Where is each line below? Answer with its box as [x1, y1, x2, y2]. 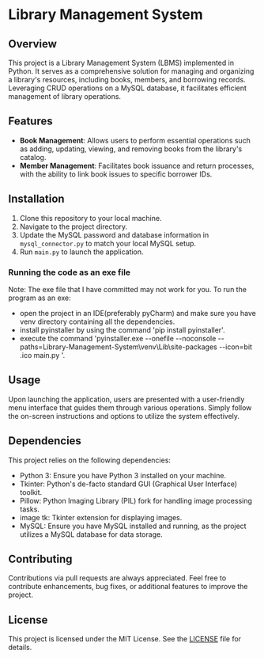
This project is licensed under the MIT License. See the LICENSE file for [8, 634, 242, 644]
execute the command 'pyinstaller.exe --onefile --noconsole [19, 333, 217, 343]
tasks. [19, 504, 40, 514]
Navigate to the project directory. [19, 222, 128, 231]
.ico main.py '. [19, 350, 66, 359]
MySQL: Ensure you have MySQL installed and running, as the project [19, 521, 247, 531]
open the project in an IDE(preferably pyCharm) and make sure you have [19, 308, 257, 318]
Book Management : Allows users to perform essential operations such [19, 135, 251, 145]
